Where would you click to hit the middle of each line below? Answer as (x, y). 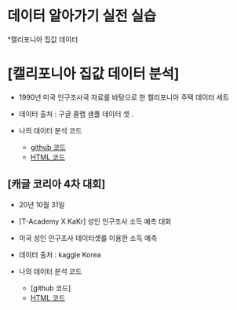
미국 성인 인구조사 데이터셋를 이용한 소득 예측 (88, 238)
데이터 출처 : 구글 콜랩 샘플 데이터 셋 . (76, 114)
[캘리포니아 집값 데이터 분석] (93, 74)
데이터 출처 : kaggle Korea (60, 254)
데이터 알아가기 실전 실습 (82, 16)
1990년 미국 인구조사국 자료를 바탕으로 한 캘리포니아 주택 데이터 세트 (124, 97)
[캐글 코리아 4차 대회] (57, 184)
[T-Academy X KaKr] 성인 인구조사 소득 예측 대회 (95, 221)
